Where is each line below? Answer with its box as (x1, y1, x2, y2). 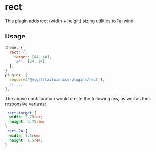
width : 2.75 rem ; (9, 115, 43, 120)
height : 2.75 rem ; (9, 119, 45, 124)
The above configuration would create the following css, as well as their (5, 95, 152, 101)
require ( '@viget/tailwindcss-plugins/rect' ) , (9, 77, 105, 82)
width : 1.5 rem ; (9, 133, 41, 138)
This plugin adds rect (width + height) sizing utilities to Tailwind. (5, 18, 135, 24)
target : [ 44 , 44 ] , (14, 54, 52, 59)
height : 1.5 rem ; (9, 138, 43, 143)
